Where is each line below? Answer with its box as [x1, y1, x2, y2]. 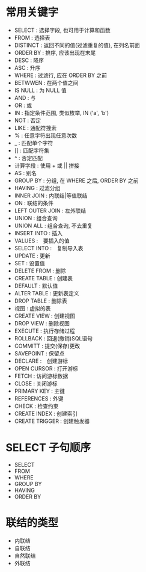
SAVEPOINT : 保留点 [14, 349, 65, 357]
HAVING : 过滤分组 [14, 184, 61, 191]
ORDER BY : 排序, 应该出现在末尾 [14, 49, 96, 56]
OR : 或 [14, 102, 32, 109]
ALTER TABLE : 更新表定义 [14, 289, 79, 297]
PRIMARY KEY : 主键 [14, 387, 65, 395]
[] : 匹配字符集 [14, 147, 49, 154]
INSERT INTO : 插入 [14, 229, 63, 236]
